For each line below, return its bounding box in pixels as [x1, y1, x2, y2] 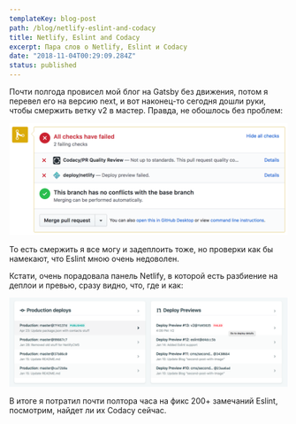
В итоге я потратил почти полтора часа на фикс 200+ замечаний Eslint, [9, 396, 278, 406]
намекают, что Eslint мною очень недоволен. [9, 253, 179, 264]
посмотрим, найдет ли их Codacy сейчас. [9, 405, 167, 416]
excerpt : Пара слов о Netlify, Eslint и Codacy [9, 42, 188, 51]
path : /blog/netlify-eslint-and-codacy [9, 23, 156, 33]
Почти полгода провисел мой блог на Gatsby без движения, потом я [9, 87, 269, 96]
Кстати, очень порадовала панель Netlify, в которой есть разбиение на [9, 270, 278, 281]
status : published [9, 61, 77, 70]
